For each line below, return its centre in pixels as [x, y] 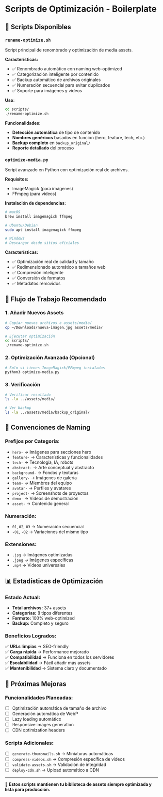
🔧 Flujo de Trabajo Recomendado [56, 299]
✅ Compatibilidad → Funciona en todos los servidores [60, 657]
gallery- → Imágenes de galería [44, 478]
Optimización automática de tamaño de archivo [59, 708]
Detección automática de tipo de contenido [56, 132]
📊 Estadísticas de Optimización [54, 581]
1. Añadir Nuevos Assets [34, 313]
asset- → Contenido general [40, 504]
